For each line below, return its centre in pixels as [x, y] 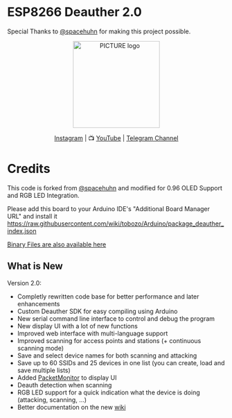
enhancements [38, 303]
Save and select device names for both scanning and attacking [107, 356]
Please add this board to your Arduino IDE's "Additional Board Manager [108, 208]
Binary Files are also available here [57, 244]
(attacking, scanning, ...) [52, 399]
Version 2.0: [24, 283]
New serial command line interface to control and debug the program [116, 318]
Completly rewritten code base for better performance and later [108, 296]
